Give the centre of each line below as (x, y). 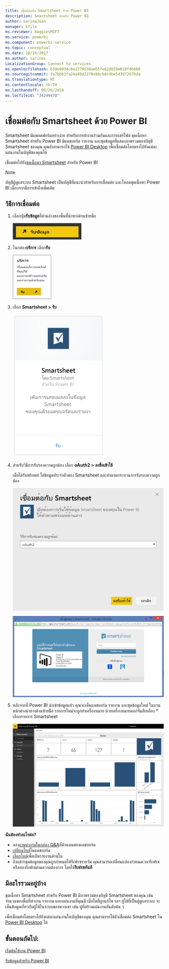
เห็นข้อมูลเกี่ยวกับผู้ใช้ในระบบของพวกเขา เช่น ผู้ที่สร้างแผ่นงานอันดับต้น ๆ (65, 907)
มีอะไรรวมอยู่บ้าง (26, 883)
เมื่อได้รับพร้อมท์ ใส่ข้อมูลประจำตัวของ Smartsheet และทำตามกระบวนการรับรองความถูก (86, 475)
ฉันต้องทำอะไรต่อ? (21, 834)
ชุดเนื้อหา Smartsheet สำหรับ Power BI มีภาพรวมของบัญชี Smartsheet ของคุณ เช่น (79, 896)
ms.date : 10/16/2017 (27, 53)
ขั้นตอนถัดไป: (22, 939)
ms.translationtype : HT (30, 80)
